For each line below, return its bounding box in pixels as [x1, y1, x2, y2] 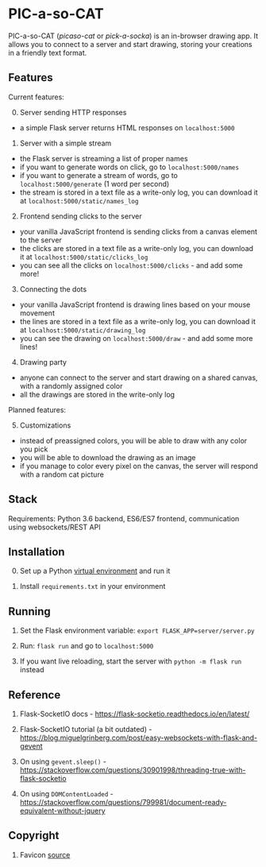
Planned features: [8, 404, 66, 414]
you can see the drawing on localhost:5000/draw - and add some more [19, 333, 253, 343]
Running [8, 605, 52, 618]
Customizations [19, 420, 71, 430]
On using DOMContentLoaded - [19, 789, 114, 799]
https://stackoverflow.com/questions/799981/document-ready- [19, 798, 227, 807]
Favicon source [19, 850, 71, 859]
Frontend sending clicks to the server [19, 211, 142, 221]
